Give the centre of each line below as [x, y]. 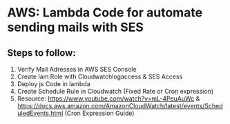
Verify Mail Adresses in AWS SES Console [77, 69]
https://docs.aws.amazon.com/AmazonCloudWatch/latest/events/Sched [120, 106]
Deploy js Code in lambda [54, 84]
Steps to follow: [41, 53]
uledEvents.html [40, 113]
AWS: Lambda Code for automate [105, 13]
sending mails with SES [75, 27]
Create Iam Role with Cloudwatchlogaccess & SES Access [100, 76]
